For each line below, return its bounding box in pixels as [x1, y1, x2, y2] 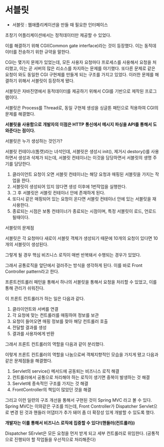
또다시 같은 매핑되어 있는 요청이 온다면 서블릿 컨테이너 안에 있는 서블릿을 [12, 195, 151, 202]
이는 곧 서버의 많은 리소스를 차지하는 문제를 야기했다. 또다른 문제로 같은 [19, 65, 156, 71]
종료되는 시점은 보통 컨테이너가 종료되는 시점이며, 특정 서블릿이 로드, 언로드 [12, 208, 157, 214]
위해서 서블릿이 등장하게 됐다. [18, 77, 75, 84]
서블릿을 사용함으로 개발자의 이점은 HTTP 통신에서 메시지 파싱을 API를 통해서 [5, 121, 152, 127]
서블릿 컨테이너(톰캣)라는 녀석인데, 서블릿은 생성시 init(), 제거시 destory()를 [5, 148, 150, 154]
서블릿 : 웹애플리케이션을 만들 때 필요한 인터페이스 [12, 22, 108, 28]
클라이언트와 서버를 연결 [12, 306, 59, 312]
